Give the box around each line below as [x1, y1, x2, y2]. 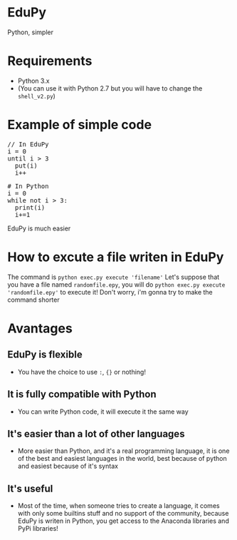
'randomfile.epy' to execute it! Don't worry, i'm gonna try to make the [7, 287, 214, 296]
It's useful [7, 482, 53, 494]
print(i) [14, 203, 46, 211]
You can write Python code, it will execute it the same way [17, 407, 189, 416]
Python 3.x [17, 76, 50, 85]
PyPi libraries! [17, 524, 58, 533]
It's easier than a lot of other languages [7, 427, 185, 439]
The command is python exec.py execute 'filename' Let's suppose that [7, 272, 220, 281]
